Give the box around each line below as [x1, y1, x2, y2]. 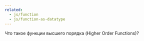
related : [4, 7, 23, 12]
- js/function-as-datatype [9, 16, 65, 21]
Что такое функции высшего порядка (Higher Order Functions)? [4, 30, 139, 36]
